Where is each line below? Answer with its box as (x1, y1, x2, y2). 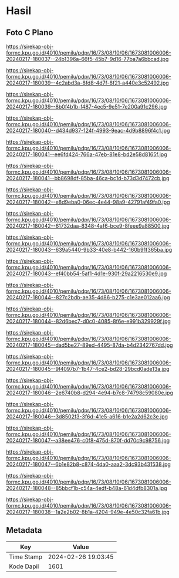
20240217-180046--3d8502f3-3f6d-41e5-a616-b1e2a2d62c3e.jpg (6, 413, 168, 420)
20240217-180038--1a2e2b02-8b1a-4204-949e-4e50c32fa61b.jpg (6, 509, 170, 515)
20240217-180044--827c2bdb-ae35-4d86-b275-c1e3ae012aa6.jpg (6, 294, 170, 300)
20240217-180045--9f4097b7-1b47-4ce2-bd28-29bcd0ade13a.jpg (6, 366, 170, 372)
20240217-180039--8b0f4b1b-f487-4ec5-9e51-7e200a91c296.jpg (6, 103, 167, 110)
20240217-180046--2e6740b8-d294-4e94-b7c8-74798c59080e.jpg (6, 389, 173, 396)
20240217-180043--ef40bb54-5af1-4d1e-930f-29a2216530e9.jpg (6, 270, 167, 277)
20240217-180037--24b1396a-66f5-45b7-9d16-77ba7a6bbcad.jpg (6, 56, 169, 62)
